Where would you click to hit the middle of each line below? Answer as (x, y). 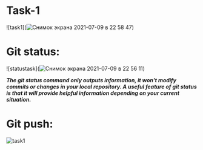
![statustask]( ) (76, 68)
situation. (19, 99)
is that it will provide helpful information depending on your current (93, 93)
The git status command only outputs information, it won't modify (92, 80)
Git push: (30, 124)
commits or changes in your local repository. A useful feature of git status (101, 86)
